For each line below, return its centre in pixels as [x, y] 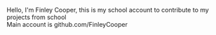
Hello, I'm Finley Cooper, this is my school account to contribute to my [108, 10]
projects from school [36, 17]
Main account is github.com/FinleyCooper [67, 24]
